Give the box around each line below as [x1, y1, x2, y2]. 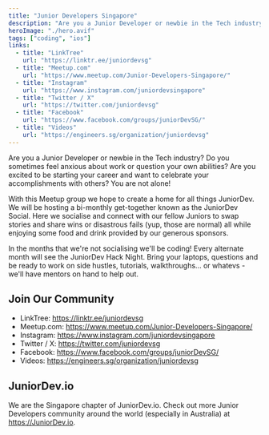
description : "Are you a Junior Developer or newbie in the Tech [8, 19, 231, 27]
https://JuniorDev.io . [8, 417, 76, 427]
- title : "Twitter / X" [15, 94, 94, 102]
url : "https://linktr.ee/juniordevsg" [22, 57, 152, 65]
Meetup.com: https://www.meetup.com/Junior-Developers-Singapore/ [19, 322, 253, 332]
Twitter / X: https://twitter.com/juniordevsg [19, 339, 161, 348]
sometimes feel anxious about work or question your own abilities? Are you [8, 161, 256, 171]
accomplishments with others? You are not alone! [8, 178, 171, 188]
